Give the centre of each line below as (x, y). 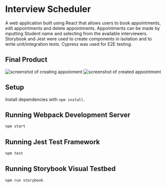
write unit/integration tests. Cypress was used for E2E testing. (69, 44)
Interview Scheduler (48, 9)
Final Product (26, 60)
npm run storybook (24, 180)
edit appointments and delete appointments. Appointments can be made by (83, 28)
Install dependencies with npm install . (45, 99)
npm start (15, 126)
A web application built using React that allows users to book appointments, (83, 23)
